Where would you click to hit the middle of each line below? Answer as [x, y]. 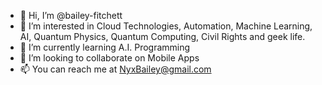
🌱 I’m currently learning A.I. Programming [105, 47]
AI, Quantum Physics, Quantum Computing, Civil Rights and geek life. [162, 36]
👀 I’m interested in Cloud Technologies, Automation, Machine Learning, [166, 26]
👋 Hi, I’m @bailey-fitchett [71, 15]
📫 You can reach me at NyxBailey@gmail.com [115, 69]
